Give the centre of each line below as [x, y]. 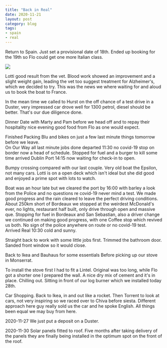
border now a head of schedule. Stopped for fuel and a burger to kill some [82, 153]
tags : [11, 28]
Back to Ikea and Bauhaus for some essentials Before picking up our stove [82, 255]
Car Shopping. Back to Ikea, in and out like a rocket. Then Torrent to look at [82, 295]
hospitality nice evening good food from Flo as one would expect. [73, 127]
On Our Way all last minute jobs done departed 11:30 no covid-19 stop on [80, 147]
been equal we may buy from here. [41, 311]
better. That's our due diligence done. [44, 112]
